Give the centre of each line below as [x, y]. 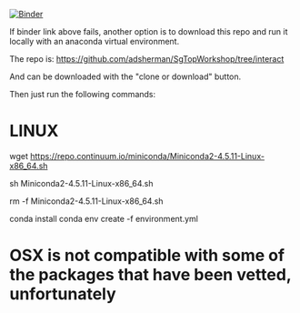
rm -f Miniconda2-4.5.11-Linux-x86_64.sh [86, 201]
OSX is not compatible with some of [147, 256]
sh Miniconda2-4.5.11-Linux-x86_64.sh [81, 183]
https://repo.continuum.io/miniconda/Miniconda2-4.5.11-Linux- [148, 156]
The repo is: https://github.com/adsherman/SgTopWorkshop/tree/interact [147, 59]
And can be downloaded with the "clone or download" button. [125, 76]
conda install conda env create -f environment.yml [104, 218]
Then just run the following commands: [83, 94]
